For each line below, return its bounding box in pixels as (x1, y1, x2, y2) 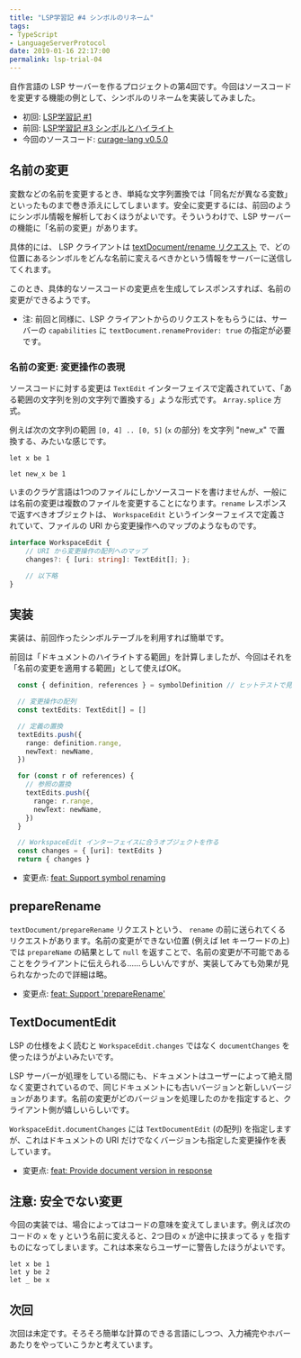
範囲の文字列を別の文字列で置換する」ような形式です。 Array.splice (16, 394, 272, 406)
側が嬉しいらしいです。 (48, 1104, 135, 1115)
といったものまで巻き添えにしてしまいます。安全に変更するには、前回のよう (9, 199, 292, 210)
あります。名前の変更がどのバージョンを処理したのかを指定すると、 (32, 1092, 284, 1104)
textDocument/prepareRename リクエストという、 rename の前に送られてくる (9, 924, 286, 934)
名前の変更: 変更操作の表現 (9, 360, 126, 373)
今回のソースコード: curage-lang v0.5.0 (22, 134, 169, 144)
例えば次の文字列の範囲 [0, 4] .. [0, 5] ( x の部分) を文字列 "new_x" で (9, 424, 278, 435)
